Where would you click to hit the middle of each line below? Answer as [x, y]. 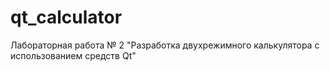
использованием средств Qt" [73, 55]
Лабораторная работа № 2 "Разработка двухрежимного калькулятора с [165, 45]
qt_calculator [66, 17]
